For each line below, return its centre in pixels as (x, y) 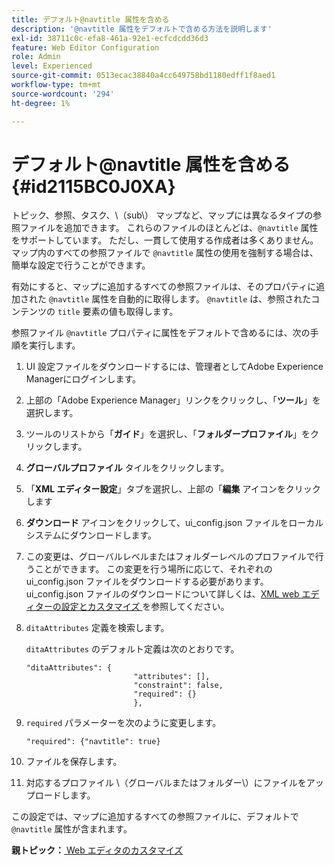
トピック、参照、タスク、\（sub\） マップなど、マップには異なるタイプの (162, 215)
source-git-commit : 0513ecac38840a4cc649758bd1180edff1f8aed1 (143, 76)
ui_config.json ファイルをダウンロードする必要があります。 (147, 582)
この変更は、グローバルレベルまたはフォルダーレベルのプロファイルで (170, 557)
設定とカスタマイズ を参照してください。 (145, 607)
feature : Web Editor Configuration (85, 47)
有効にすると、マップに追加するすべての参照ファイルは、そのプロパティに (164, 287)
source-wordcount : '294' (63, 94)
